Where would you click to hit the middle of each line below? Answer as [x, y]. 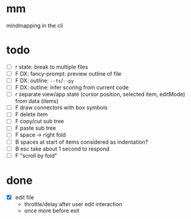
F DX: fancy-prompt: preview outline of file [68, 73]
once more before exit [52, 211]
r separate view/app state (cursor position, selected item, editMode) [100, 94]
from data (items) [37, 101]
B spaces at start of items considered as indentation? [82, 142]
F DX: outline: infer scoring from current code [72, 87]
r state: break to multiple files [52, 67]
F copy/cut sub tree [39, 121]
